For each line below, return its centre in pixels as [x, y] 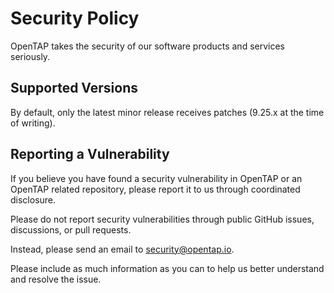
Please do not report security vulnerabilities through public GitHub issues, [162, 219]
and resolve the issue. [56, 279]
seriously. [30, 56]
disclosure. [33, 199]
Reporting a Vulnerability [90, 154]
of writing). [33, 123]
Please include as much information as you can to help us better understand [167, 268]
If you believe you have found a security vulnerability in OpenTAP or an [156, 178]
